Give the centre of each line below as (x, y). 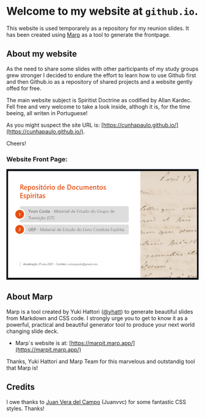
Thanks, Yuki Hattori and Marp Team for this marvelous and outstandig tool (101, 361)
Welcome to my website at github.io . (102, 11)
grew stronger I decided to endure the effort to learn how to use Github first (101, 75)
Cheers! (16, 143)
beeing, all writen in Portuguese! (47, 113)
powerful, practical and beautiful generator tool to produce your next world (101, 324)
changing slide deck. (33, 331)
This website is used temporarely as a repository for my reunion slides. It (98, 28)
